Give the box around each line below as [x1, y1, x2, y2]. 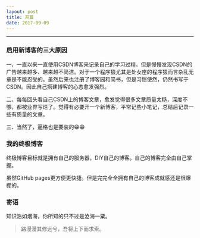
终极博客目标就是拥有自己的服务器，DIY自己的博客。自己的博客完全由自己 [6, 154, 187, 161]
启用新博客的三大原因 [6, 46, 67, 54]
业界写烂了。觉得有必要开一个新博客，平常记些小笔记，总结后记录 [26, 103, 189, 110]
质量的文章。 [16, 111, 48, 118]
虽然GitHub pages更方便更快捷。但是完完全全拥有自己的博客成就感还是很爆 [6, 174, 192, 181]
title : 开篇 [6, 14, 34, 20]
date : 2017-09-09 [6, 20, 49, 26]
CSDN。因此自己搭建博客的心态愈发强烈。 [6, 83, 110, 90]
